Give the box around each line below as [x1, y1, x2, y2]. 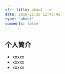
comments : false [5, 21, 38, 26]
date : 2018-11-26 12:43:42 [5, 12, 61, 17]
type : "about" [5, 16, 34, 21]
